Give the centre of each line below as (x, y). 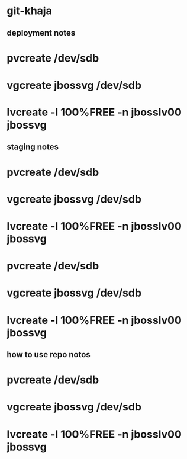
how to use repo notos (49, 354)
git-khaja (29, 11)
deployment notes (41, 33)
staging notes (33, 147)
